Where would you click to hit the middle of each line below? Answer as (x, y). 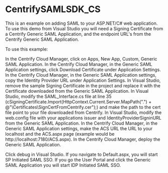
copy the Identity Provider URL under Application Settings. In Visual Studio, (83, 80)
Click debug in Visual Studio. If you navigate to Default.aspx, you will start (81, 154)
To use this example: (27, 49)
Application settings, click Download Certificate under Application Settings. (83, 70)
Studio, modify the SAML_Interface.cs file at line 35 (58, 96)
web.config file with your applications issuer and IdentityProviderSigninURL (83, 118)
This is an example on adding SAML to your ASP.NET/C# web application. (81, 23)
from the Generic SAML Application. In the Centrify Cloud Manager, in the (81, 123)
